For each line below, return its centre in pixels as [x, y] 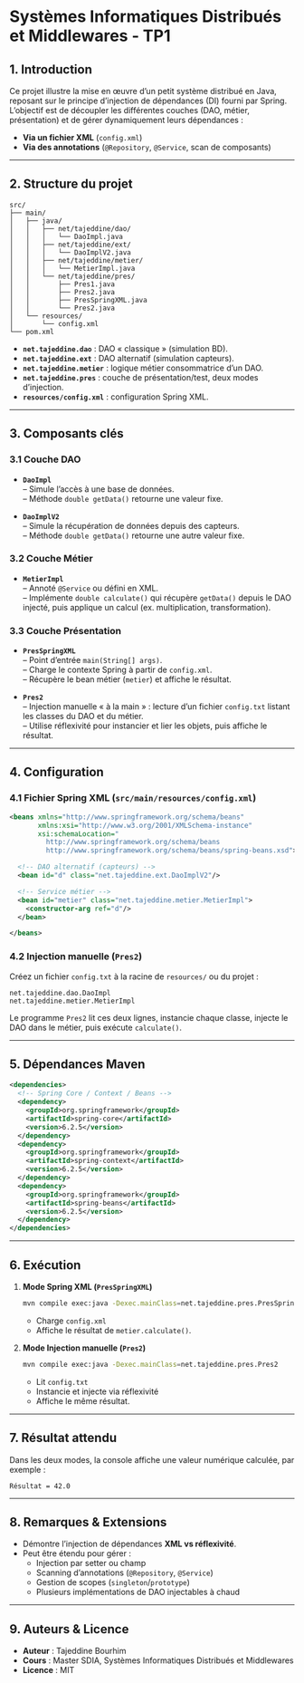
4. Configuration [57, 772]
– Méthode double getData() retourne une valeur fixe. [123, 498]
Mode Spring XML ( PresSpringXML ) [87, 1286]
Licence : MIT [48, 1670]
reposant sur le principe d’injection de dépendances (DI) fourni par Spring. [148, 101]
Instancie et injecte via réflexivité [97, 1391]
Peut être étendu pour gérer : [76, 1553]
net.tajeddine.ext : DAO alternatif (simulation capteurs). [128, 358]
